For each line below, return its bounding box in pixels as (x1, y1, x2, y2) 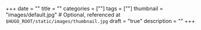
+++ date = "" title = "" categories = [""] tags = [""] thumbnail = (5, 5, 164, 12)
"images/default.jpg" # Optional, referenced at (5, 11, 121, 18)
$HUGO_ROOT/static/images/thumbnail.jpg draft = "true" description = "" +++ (5, 18, 196, 24)
